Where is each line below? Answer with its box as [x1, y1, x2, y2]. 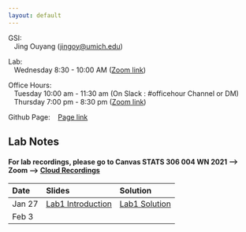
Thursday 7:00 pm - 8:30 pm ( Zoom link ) [13, 97, 147, 106]
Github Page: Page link [8, 112, 88, 122]
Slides [46, 186, 70, 197]
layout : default [8, 11, 61, 20]
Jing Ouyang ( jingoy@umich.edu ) [13, 41, 124, 51]
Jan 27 [12, 198, 39, 209]
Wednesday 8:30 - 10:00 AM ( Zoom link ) [13, 64, 147, 75]
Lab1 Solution [119, 198, 171, 209]
